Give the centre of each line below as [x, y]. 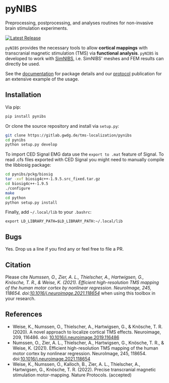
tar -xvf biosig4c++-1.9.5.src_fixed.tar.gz [53, 179]
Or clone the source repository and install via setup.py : [62, 126]
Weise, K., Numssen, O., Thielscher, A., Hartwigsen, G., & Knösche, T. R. [88, 326]
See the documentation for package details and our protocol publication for [84, 73]
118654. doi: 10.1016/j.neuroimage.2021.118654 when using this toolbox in [80, 293]
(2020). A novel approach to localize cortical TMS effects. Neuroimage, [87, 332]
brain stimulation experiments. [37, 28]
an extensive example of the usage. [42, 79]
